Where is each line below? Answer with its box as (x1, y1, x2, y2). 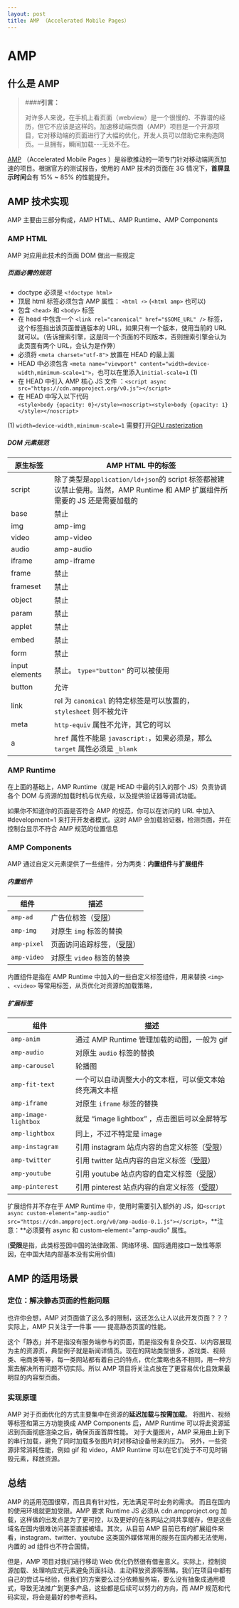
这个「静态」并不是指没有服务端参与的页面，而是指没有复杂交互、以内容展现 (7, 1337, 232, 1345)
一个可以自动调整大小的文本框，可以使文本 (75, 1075, 218, 1085)
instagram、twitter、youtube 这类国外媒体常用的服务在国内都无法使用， (19, 1533, 231, 1541)
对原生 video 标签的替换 (51, 953, 130, 963)
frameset (11, 581, 41, 591)
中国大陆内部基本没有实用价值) (26, 1250, 116, 1259)
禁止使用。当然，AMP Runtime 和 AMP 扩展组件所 (61, 485, 228, 494)
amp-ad (11, 914, 33, 921)
